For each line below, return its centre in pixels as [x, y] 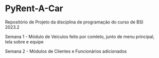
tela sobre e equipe [24, 41]
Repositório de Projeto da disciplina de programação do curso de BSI [74, 22]
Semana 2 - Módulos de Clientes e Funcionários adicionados [66, 51]
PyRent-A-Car [34, 9]
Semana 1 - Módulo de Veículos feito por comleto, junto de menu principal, [80, 37]
